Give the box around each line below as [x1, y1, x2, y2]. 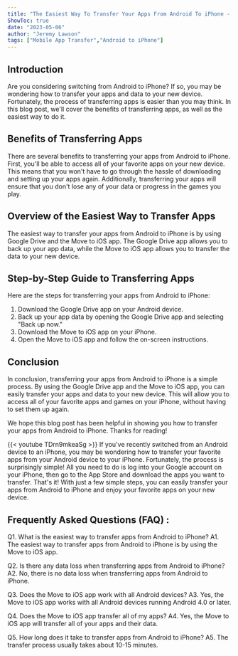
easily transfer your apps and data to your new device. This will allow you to [7, 390, 229, 398]
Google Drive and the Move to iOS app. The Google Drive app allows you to [7, 236, 228, 245]
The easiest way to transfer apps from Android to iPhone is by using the [7, 540, 218, 549]
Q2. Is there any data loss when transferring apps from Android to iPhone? [7, 561, 225, 570]
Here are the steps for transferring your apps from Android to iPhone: [7, 291, 211, 300]
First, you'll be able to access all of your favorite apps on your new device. [7, 159, 225, 168]
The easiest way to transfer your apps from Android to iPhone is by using [7, 229, 222, 238]
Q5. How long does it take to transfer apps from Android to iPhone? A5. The [7, 633, 229, 641]
